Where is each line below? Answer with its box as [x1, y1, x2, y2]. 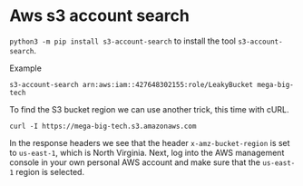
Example [9, 63, 43, 73]
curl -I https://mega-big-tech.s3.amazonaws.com [9, 122, 197, 131]
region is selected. [15, 166, 84, 177]
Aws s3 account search [9, 5, 191, 26]
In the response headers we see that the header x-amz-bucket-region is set [9, 137, 290, 148]
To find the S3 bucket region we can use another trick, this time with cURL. [9, 103, 289, 114]
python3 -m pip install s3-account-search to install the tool [9, 35, 236, 46]
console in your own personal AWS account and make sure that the [9, 156, 261, 168]
